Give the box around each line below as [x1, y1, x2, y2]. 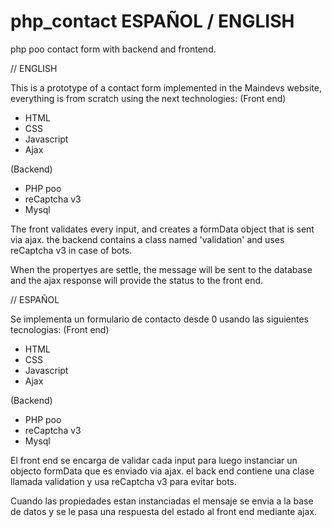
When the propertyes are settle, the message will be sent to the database [10, 263, 313, 275]
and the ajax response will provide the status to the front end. [10, 274, 264, 286]
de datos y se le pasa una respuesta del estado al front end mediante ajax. [10, 505, 318, 517]
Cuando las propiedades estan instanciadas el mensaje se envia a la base [10, 495, 314, 507]
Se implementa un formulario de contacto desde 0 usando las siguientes [10, 313, 310, 325]
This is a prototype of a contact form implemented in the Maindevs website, [10, 81, 322, 94]
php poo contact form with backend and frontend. [10, 43, 217, 55]
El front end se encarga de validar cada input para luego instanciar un [10, 454, 298, 466]
